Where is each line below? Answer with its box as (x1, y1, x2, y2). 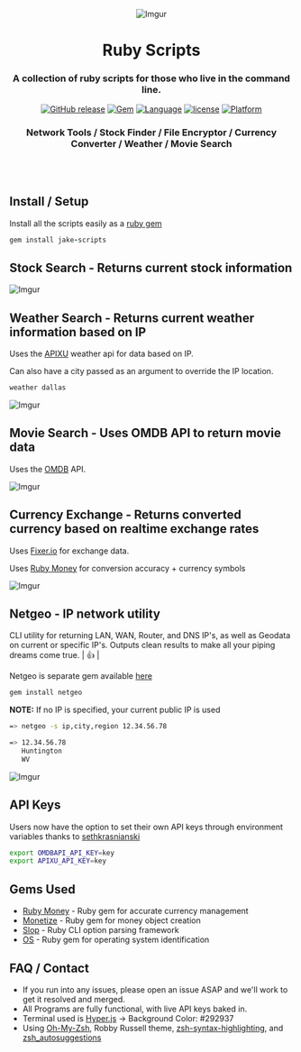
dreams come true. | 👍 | (9, 650, 100, 661)
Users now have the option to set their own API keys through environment (9, 821, 284, 832)
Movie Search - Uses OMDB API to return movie (9, 425, 281, 441)
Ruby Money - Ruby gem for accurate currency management (22, 906, 250, 917)
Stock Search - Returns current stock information (9, 260, 293, 275)
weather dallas (9, 383, 67, 392)
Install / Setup (9, 194, 89, 209)
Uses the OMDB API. (9, 463, 87, 474)
